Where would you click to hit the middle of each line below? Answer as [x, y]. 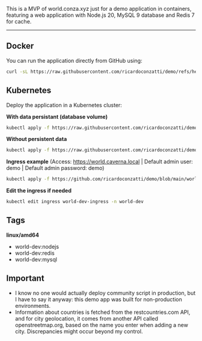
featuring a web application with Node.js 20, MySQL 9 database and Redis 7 [101, 15]
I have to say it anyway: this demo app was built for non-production [98, 299]
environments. [33, 305]
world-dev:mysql [36, 259]
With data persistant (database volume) [57, 116]
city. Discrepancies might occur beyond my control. [79, 331]
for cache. [19, 21]
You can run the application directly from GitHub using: [74, 60]
